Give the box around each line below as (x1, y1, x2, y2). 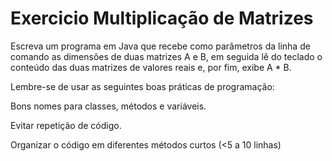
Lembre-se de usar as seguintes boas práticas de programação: (10, 80, 275, 92)
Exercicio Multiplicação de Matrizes (10, 7, 314, 30)
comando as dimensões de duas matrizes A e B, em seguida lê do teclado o (10, 50, 323, 62)
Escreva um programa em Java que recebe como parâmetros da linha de (10, 40, 311, 52)
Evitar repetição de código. (10, 119, 122, 131)
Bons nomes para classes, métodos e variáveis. (10, 100, 207, 112)
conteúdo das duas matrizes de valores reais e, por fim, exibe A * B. (10, 61, 292, 73)
